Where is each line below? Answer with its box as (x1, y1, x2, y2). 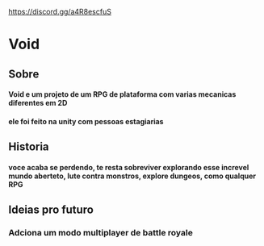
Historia (8, 140, 50, 154)
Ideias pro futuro (8, 203, 94, 217)
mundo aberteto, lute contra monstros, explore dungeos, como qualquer (8, 171, 257, 181)
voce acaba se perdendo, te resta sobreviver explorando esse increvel (8, 162, 249, 172)
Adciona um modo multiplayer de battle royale (8, 227, 194, 239)
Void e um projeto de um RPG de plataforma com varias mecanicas (8, 90, 237, 99)
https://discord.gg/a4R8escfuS (8, 7, 111, 16)
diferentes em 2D (8, 98, 68, 108)
